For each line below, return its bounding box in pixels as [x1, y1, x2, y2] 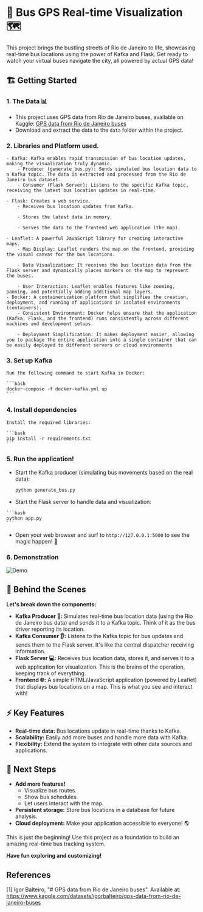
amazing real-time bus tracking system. [6, 840, 106, 847]
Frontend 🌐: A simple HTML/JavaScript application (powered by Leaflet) [15, 676, 198, 683]
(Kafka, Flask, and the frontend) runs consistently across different [6, 315, 189, 321]
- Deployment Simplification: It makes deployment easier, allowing [17, 331, 194, 337]
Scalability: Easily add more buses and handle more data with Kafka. [15, 733, 188, 741]
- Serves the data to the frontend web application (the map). [17, 224, 181, 231]
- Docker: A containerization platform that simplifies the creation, [6, 294, 189, 300]
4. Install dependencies [6, 406, 77, 414]
